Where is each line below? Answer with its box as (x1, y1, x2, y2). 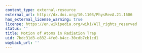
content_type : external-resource (5, 7, 76, 13)
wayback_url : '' (5, 40, 40, 45)
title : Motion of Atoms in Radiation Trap (5, 31, 96, 36)
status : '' (5, 26, 28, 31)
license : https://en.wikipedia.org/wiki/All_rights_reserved (5, 21, 137, 27)
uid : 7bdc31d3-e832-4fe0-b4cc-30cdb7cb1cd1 (5, 36, 99, 41)
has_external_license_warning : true (5, 17, 83, 22)
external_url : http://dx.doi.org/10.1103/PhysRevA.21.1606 (5, 12, 133, 17)
